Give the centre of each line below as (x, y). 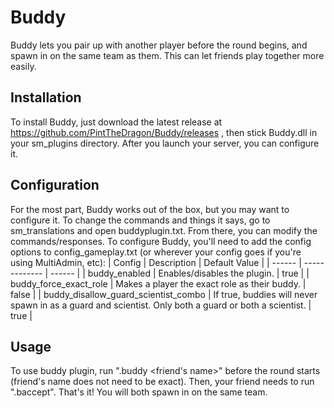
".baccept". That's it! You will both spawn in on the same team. (139, 392)
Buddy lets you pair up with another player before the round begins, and (159, 45)
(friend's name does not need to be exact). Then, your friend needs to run (162, 382)
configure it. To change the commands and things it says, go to (140, 220)
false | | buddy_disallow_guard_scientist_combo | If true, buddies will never (164, 294)
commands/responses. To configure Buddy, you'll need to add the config (161, 241)
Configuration (55, 185)
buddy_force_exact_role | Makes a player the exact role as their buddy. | (158, 283)
